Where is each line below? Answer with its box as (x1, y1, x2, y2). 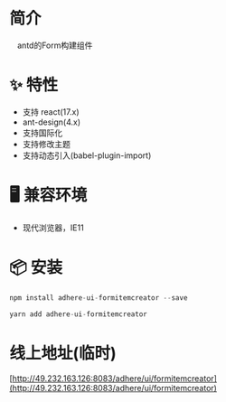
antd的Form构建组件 (17, 40, 93, 51)
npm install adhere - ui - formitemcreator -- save (9, 293, 188, 303)
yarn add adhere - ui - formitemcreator (9, 309, 147, 319)
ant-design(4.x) (22, 117, 81, 127)
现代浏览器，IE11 (22, 222, 84, 233)
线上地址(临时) (9, 342, 118, 363)
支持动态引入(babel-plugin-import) (22, 150, 152, 161)
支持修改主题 (22, 138, 71, 149)
